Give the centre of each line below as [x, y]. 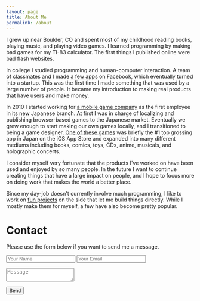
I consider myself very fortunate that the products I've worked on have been [100, 163]
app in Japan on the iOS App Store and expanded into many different [91, 139]
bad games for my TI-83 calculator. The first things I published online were [98, 52]
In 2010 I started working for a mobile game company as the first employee [99, 107]
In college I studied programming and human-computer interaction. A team [98, 70]
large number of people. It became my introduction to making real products [99, 89]
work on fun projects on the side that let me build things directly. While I [95, 200]
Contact [27, 230]
